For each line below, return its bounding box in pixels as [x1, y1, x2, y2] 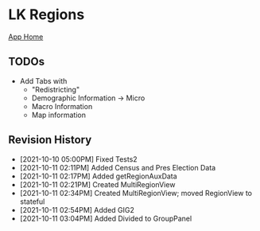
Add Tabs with [19, 76, 68, 85]
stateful [19, 197, 45, 206]
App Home [8, 32, 44, 41]
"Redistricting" [31, 84, 80, 94]
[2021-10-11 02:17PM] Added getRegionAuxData [19, 171, 177, 181]
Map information [31, 110, 86, 119]
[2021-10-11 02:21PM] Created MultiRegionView [19, 179, 176, 189]
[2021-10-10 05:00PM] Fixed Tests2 [19, 154, 138, 164]
